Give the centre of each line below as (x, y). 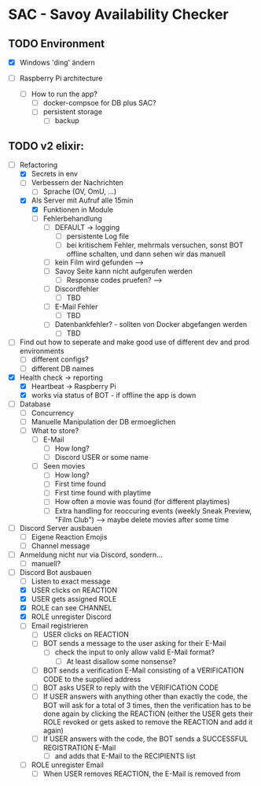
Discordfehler (77, 289)
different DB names (62, 369)
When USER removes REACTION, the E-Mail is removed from (142, 773)
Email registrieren (60, 626)
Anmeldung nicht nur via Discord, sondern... (91, 554)
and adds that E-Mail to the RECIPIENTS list (125, 756)
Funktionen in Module (78, 209)
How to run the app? (64, 94)
